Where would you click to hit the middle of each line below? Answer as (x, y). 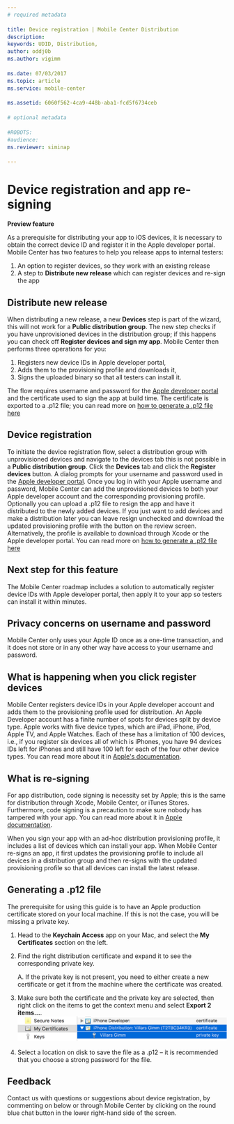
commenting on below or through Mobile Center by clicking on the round (112, 1106)
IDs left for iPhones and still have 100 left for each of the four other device (113, 749)
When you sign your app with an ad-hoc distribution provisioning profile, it (114, 838)
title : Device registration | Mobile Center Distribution (93, 29)
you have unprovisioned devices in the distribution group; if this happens (112, 334)
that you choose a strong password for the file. (84, 1059)
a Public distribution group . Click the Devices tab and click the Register (111, 466)
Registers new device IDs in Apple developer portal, (92, 362)
